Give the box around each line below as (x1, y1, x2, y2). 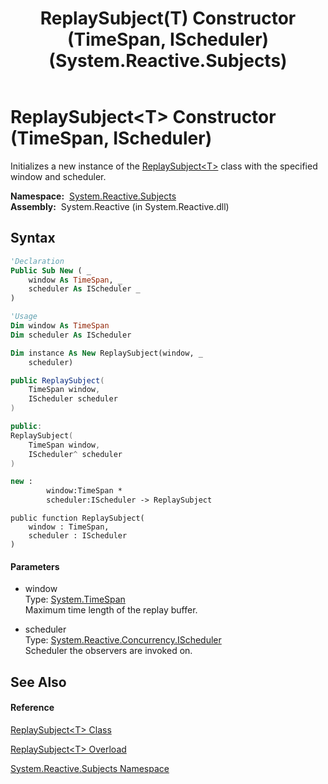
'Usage (10, 312, 38, 322)
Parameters (10, 560, 60, 572)
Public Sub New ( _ (10, 265, 92, 276)
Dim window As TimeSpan (10, 321, 110, 331)
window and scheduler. (10, 170, 107, 182)
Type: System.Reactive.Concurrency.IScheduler (24, 634, 222, 646)
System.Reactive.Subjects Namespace (10, 762, 170, 774)
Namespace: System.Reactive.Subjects (10, 190, 177, 202)
